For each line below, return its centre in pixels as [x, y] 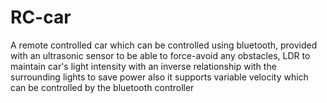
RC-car [41, 17]
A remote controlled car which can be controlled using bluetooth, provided [164, 45]
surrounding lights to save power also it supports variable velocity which [159, 77]
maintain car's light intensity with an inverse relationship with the [143, 66]
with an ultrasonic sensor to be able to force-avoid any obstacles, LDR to [160, 55]
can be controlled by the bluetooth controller [102, 87]
